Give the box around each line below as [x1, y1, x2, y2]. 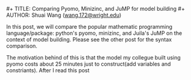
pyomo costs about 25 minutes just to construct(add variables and [6, 60, 171, 67]
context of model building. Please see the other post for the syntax [6, 36, 172, 43]
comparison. [6, 42, 38, 49]
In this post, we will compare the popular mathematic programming [6, 23, 173, 30]
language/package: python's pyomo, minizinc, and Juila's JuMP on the [6, 29, 183, 37]
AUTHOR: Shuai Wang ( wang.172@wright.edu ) [6, 11, 122, 19]
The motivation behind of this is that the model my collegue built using [6, 54, 181, 61]
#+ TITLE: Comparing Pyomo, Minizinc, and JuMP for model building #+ [6, 5, 185, 12]
